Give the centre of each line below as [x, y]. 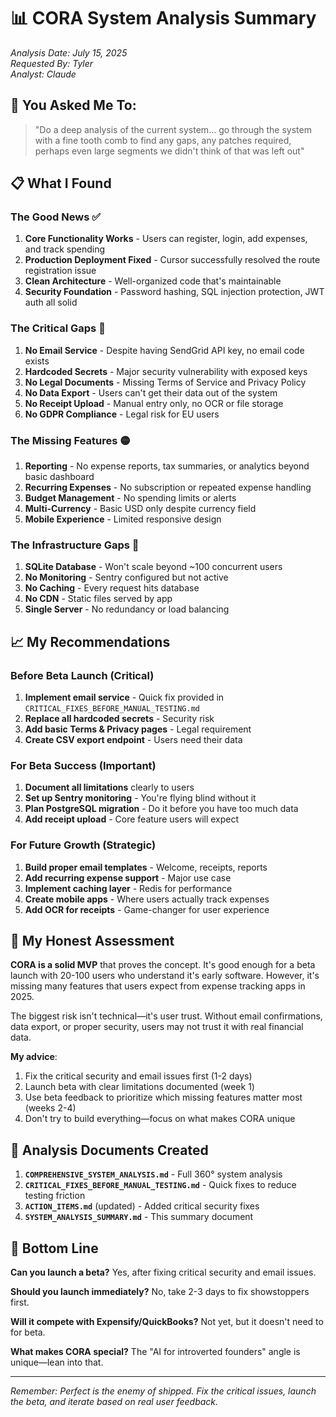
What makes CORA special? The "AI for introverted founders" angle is [155, 1352]
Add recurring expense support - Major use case [128, 877]
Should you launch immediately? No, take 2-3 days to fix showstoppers [160, 1292]
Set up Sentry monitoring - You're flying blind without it [140, 798]
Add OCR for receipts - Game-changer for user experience [147, 909]
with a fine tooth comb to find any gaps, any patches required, [163, 140]
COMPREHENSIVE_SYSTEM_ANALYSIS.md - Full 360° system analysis [153, 1174]
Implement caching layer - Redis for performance [128, 888]
